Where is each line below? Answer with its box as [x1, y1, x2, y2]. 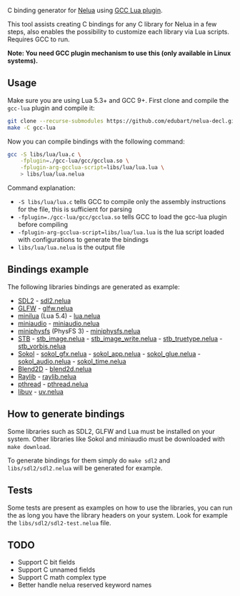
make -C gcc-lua [7, 124, 56, 131]
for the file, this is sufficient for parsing [17, 205, 132, 213]
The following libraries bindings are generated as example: [7, 282, 180, 291]
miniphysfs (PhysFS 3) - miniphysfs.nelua [17, 326, 141, 335]
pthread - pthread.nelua [17, 380, 89, 388]
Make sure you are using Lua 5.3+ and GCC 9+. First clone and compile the [7, 96, 229, 104]
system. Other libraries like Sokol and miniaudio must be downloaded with [7, 435, 225, 443]
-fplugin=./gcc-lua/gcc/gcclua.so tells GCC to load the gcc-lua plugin [17, 213, 227, 221]
